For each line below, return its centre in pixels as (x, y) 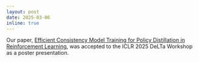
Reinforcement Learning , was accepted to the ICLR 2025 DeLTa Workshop (100, 46)
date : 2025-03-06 (28, 17)
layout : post (23, 12)
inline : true (23, 23)
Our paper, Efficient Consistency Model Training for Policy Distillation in (96, 40)
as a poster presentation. (37, 53)
